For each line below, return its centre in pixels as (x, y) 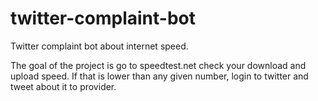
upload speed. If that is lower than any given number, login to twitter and (159, 76)
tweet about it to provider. (63, 86)
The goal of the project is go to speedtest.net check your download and (158, 65)
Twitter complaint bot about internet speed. (99, 46)
